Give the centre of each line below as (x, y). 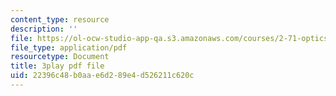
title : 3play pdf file (57, 66)
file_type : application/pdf (69, 47)
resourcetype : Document (60, 57)
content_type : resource (60, 19)
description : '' (44, 29)
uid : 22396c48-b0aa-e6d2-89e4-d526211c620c (102, 76)
